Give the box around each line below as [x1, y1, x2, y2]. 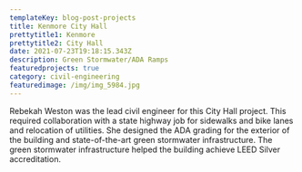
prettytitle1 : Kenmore [9, 30, 96, 39]
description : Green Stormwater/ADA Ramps [9, 55, 169, 64]
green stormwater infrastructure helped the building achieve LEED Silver [9, 144, 280, 155]
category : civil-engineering [9, 72, 120, 81]
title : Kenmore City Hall [9, 22, 107, 31]
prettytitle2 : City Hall [9, 38, 104, 48]
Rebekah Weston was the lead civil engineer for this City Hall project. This [9, 105, 287, 116]
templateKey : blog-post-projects [9, 13, 136, 23]
